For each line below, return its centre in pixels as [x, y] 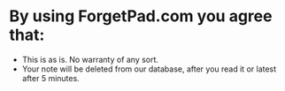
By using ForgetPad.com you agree [141, 16]
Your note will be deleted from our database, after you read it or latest [149, 69]
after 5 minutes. [50, 78]
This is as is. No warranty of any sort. [90, 59]
